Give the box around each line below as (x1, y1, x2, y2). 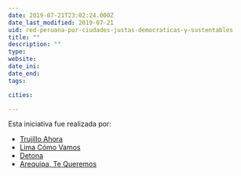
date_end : (8, 70, 41, 77)
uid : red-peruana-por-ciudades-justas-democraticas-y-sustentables (8, 26, 234, 34)
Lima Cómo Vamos (19, 142, 81, 153)
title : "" (8, 33, 41, 41)
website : (8, 56, 37, 63)
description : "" (8, 41, 61, 48)
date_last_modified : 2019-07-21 (8, 19, 114, 27)
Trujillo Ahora (19, 135, 63, 144)
